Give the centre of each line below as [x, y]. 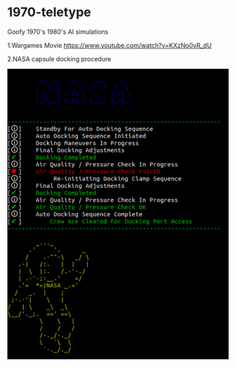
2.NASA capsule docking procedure [59, 59]
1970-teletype [49, 12]
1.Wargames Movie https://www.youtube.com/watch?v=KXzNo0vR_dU [110, 45]
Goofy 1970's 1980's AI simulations [58, 32]
